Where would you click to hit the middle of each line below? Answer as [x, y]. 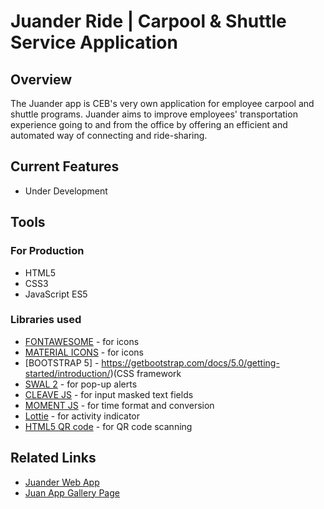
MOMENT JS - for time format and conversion [119, 405]
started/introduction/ [67, 373]
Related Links [53, 458]
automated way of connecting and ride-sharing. [109, 135]
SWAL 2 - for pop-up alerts [81, 384]
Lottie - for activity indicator [82, 416]
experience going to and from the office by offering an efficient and [149, 124]
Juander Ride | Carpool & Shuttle [148, 21]
